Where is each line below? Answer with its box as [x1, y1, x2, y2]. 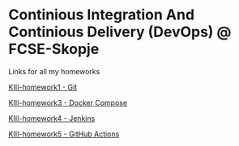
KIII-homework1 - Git [8, 82, 78, 92]
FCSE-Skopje [8, 40, 100, 58]
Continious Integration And [8, 6, 195, 24]
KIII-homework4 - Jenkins [8, 113, 96, 123]
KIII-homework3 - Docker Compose [8, 98, 128, 107]
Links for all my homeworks [8, 66, 100, 76]
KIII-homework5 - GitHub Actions [8, 129, 120, 139]
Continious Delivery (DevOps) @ [8, 23, 232, 41]
